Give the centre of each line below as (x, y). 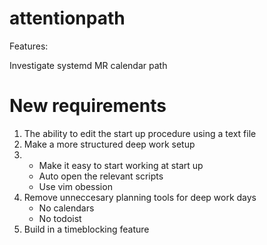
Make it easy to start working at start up (121, 165)
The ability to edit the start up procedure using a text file (140, 133)
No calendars (66, 208)
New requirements (88, 106)
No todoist (60, 218)
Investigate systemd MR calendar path (88, 65)
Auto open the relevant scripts (101, 176)
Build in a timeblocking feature (86, 229)
